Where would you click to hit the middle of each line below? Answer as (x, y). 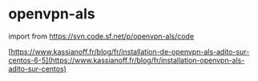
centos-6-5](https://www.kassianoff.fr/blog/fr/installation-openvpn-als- (127, 60)
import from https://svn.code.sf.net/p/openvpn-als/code (101, 36)
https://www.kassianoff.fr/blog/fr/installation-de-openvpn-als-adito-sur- (130, 51)
